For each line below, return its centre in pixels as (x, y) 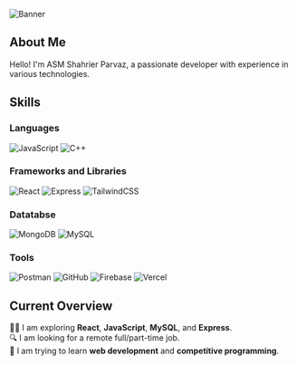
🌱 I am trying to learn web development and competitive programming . (144, 351)
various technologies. (50, 73)
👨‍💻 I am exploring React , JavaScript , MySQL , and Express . (121, 328)
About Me (38, 42)
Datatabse (33, 215)
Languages (35, 129)
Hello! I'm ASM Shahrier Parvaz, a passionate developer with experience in (149, 64)
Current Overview (61, 306)
